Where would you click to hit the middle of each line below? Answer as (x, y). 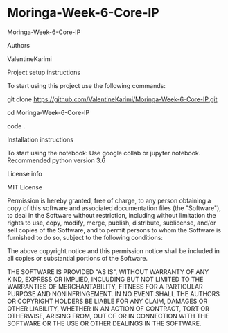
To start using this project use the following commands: (87, 85)
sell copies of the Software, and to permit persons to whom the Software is (114, 230)
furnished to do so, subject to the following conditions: (85, 237)
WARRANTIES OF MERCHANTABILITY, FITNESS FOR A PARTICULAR (105, 287)
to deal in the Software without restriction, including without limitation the (112, 215)
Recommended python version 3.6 (56, 160)
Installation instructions (41, 139)
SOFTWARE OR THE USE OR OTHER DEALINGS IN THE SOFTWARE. (104, 323)
